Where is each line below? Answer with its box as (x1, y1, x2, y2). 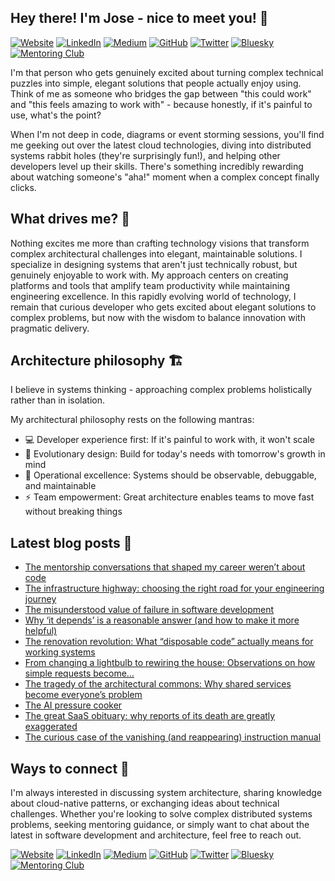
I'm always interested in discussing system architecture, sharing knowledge (10, 787, 323, 799)
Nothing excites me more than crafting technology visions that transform (10, 237, 310, 249)
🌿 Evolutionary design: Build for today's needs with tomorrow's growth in (24, 448, 326, 460)
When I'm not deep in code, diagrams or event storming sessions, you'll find (10, 128, 325, 140)
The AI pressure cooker (24, 699, 123, 711)
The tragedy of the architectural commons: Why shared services (24, 678, 292, 690)
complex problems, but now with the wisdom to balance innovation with (10, 311, 306, 323)
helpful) (24, 625, 58, 637)
